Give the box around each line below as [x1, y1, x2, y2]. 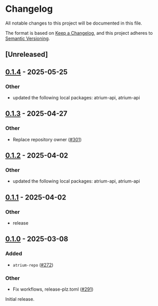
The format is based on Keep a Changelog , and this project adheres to [5, 30, 153, 36]
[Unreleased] [5, 50, 48, 59]
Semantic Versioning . [5, 35, 50, 41]
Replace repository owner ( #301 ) [12, 136, 82, 142]
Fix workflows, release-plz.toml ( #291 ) [12, 286, 94, 292]
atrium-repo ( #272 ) [12, 261, 54, 268]
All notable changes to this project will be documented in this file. [5, 20, 143, 26]
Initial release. [5, 296, 35, 302]
